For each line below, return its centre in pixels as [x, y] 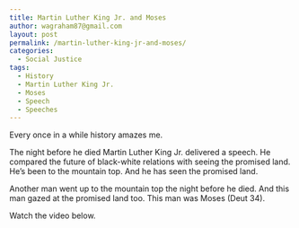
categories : [31, 51]
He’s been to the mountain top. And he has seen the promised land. [134, 171]
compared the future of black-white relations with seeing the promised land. [150, 162]
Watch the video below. [53, 215]
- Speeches [38, 110]
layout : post [34, 34]
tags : [19, 68]
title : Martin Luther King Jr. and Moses [88, 18]
